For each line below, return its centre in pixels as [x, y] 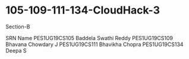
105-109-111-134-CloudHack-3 [83, 10]
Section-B [18, 27]
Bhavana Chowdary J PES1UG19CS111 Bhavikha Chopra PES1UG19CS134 [94, 44]
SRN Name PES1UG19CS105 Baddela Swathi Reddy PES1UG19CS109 [89, 38]
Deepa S [16, 50]
